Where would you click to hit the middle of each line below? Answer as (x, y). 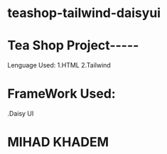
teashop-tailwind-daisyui (84, 13)
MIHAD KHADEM (58, 142)
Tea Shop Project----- (73, 46)
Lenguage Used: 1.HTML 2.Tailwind (59, 65)
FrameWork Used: (61, 94)
